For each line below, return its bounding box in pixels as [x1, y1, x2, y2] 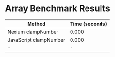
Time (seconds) [70, 20, 107, 27]
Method [27, 20, 46, 27]
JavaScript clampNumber [7, 36, 66, 43]
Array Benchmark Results [5, 3, 110, 14]
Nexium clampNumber [7, 28, 58, 35]
